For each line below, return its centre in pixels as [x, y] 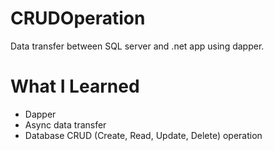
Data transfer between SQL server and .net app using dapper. [137, 46]
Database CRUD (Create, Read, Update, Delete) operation [143, 135]
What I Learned [75, 86]
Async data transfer [65, 124]
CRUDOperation [78, 18]
